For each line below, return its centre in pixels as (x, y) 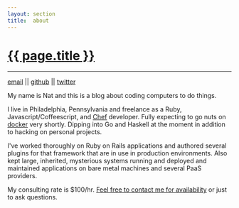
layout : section (31, 14)
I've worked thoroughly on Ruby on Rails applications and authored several (117, 146)
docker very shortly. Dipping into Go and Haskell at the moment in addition (117, 124)
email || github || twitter (42, 82)
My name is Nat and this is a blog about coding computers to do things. (112, 96)
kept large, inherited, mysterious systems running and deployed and (107, 161)
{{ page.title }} (51, 56)
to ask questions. (33, 197)
